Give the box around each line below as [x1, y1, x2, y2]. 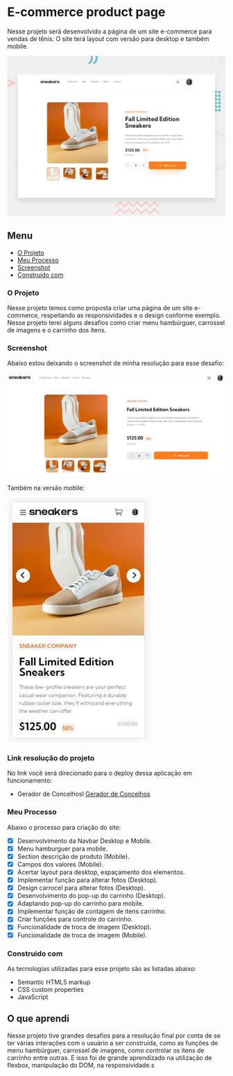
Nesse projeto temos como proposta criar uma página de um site [7, 304, 193, 312]
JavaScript [17, 993, 49, 1001]
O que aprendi [7, 1013, 69, 1025]
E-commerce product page [7, 4, 166, 20]
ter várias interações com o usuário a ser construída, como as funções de [7, 1038, 218, 1047]
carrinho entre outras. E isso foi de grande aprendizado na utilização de [7, 1053, 212, 1061]
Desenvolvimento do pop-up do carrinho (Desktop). [17, 892, 166, 900]
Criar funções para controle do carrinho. [17, 915, 133, 924]
